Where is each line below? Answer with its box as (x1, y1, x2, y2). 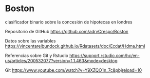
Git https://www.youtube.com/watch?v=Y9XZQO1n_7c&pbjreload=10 (5, 67, 142, 73)
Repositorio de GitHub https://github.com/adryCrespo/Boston (5, 28, 129, 34)
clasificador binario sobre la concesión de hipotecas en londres (5, 19, 132, 25)
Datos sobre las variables (5, 38, 56, 44)
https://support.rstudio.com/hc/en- (69, 52, 140, 58)
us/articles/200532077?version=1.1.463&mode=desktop (5, 58, 118, 63)
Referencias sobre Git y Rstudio (5, 52, 69, 58)
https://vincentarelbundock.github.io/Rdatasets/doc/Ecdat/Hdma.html (5, 43, 145, 49)
